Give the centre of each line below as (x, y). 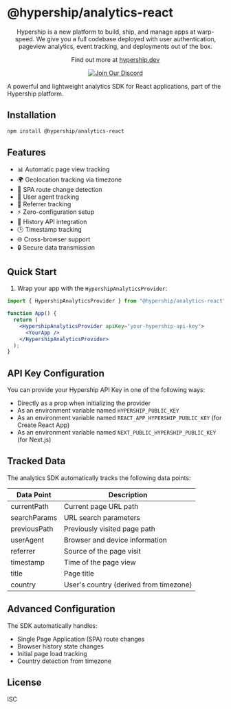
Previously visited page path (110, 529)
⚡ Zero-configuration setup (56, 212)
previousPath (32, 529)
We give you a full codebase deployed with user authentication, (126, 39)
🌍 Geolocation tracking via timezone (69, 179)
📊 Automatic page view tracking (63, 169)
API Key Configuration (56, 373)
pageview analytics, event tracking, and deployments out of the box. (115, 46)
